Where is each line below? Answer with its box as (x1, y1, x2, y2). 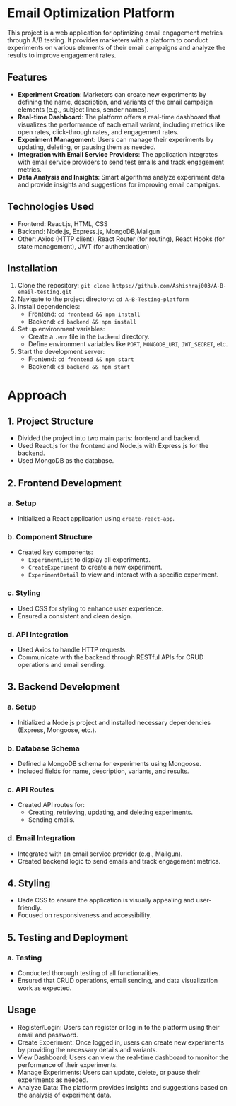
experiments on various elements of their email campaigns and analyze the (7, 43, 226, 52)
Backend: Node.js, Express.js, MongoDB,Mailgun (17, 227, 160, 235)
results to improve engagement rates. (7, 51, 117, 59)
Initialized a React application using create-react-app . (17, 514, 175, 523)
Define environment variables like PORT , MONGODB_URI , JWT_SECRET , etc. (28, 340, 228, 348)
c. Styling (7, 588, 41, 598)
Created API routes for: (17, 801, 85, 809)
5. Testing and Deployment (7, 931, 129, 943)
